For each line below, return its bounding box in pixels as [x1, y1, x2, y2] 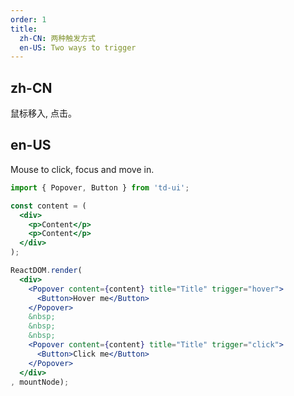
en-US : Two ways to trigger [19, 42, 137, 53]
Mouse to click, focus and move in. [10, 163, 155, 175]
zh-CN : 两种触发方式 [19, 33, 96, 43]
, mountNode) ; [10, 377, 70, 387]
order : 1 [10, 14, 47, 25]
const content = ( [10, 201, 87, 211]
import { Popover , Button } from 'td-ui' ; [10, 182, 190, 193]
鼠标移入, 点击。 [10, 107, 77, 120]
